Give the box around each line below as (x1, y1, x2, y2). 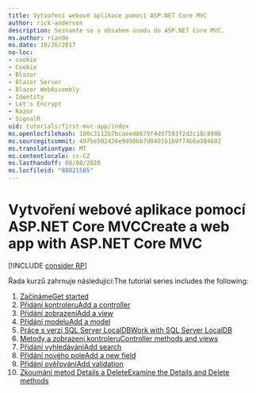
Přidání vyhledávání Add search (19, 342, 122, 352)
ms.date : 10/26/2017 (8, 41, 77, 49)
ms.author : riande (8, 33, 69, 42)
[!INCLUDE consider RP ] (8, 260, 87, 270)
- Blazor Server (8, 78, 62, 86)
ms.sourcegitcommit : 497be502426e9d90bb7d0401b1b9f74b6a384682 (8, 137, 222, 145)
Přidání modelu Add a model (19, 317, 111, 326)
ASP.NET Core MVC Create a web (8, 218, 230, 236)
